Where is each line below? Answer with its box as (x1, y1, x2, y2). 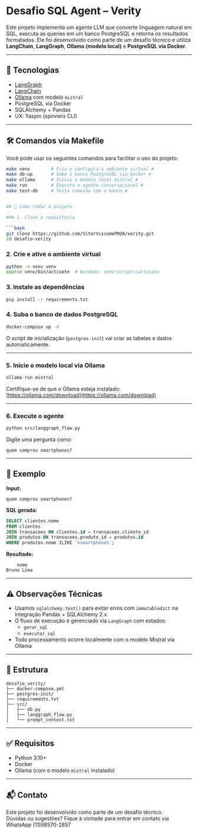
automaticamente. (6, 341, 50, 348)
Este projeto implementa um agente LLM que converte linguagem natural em (6, 24, 192, 31)
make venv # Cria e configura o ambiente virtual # (6, 166, 154, 172)
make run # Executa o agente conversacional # (6, 182, 144, 189)
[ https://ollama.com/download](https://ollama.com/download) (6, 392, 156, 399)
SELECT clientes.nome (6, 518, 60, 524)
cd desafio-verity (6, 236, 51, 242)
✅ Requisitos (6, 738, 55, 749)
